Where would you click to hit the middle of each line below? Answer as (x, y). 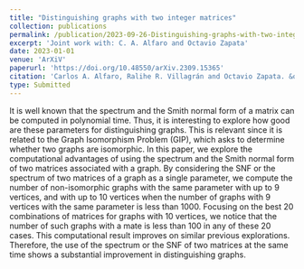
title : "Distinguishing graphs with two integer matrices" (123, 18)
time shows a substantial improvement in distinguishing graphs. (128, 255)
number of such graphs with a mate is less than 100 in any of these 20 (140, 226)
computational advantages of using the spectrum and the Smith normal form (152, 158)
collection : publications (58, 26)
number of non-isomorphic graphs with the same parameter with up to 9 (145, 187)
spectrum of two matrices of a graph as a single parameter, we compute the (151, 178)
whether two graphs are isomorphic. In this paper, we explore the (131, 149)
